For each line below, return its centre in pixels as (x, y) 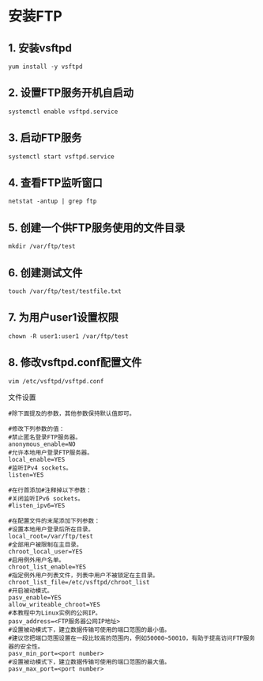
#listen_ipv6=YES (37, 505)
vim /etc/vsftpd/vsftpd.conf (56, 381)
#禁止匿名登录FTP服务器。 (45, 437)
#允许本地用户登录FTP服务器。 (51, 452)
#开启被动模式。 (31, 591)
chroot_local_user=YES (45, 551)
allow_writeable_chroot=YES (54, 604)
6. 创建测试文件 (45, 273)
